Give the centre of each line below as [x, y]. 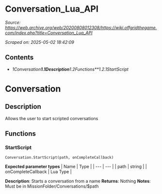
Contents [19, 58]
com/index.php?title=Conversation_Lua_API [49, 33]
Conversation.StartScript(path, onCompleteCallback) [59, 158]
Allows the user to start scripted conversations [52, 118]
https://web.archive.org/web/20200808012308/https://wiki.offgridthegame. [81, 27]
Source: [13, 22]
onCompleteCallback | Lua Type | [38, 172]
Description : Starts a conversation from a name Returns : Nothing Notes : [78, 181]
